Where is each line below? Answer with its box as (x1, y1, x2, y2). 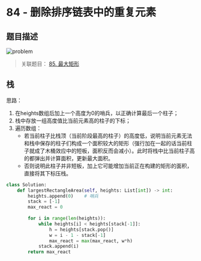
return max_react (28, 249, 71, 255)
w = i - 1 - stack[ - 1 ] (49, 232, 106, 238)
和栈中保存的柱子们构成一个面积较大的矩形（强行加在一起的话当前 (23, 139, 187, 146)
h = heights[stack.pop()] (49, 227, 114, 233)
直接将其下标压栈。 (23, 169, 72, 177)
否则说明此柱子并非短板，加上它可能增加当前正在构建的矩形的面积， (23, 162, 193, 169)
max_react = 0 (28, 204, 63, 210)
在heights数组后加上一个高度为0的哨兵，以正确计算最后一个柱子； (14, 109, 179, 116)
